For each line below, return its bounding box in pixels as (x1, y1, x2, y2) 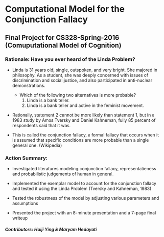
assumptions (12, 200, 38, 207)
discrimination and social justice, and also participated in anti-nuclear (12, 77, 153, 83)
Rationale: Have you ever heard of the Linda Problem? (5, 55, 136, 62)
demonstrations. (12, 82, 46, 88)
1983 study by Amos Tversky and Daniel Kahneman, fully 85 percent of (12, 117, 156, 123)
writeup (12, 215, 28, 221)
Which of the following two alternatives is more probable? (19, 92, 136, 98)
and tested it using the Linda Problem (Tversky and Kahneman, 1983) (12, 185, 152, 192)
